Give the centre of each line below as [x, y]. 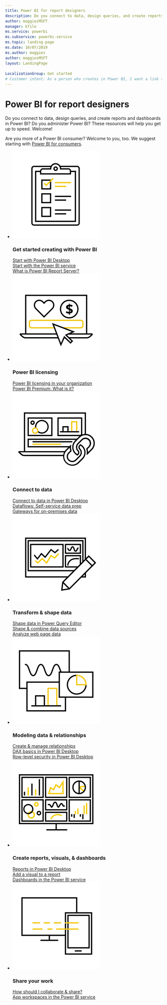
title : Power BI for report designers [45, 10]
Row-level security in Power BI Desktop [53, 757]
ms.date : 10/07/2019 [27, 47]
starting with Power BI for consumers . [44, 144]
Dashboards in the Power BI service [49, 880]
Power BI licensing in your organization [52, 383]
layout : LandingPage [27, 63]
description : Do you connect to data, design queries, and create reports [84, 16]
